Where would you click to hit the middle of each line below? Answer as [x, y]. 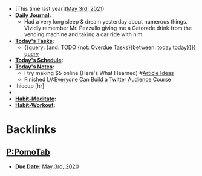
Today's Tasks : [34, 41]
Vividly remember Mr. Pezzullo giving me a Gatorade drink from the [108, 28]
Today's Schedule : [39, 60]
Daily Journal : [33, 15]
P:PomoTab [28, 152]
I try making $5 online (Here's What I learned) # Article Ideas [99, 73]
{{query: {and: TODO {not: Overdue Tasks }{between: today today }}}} [110, 47]
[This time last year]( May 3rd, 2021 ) [60, 9]
